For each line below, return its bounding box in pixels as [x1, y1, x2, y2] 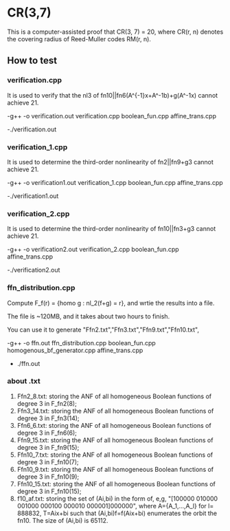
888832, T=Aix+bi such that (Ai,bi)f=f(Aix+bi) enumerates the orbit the [16, 509, 218, 517]
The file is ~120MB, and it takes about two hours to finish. [7, 312, 170, 321]
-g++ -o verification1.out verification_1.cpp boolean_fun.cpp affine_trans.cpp [7, 178, 223, 186]
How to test [7, 55, 57, 67]
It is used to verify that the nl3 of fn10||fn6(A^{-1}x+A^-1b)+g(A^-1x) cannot [7, 91, 218, 99]
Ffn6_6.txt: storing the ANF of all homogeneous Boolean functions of [16, 421, 211, 429]
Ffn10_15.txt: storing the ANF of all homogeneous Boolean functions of [16, 479, 216, 488]
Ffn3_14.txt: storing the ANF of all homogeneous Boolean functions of [16, 407, 214, 415]
